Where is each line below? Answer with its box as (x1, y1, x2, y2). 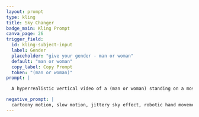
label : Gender (11, 48, 46, 53)
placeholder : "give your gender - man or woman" (11, 53, 134, 59)
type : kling (6, 14, 36, 20)
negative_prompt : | (6, 96, 54, 103)
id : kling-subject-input (11, 42, 73, 48)
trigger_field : (6, 36, 44, 42)
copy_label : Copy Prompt (11, 64, 73, 70)
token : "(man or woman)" (11, 69, 73, 75)
